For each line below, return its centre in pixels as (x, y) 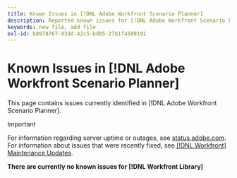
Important (22, 124)
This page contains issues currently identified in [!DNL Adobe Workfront (112, 103)
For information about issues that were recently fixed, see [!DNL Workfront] (117, 146)
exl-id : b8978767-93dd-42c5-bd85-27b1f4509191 (77, 34)
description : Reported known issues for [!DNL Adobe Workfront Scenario (116, 20)
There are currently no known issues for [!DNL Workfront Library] (105, 167)
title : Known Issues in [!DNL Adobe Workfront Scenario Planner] (105, 14)
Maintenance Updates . (40, 153)
